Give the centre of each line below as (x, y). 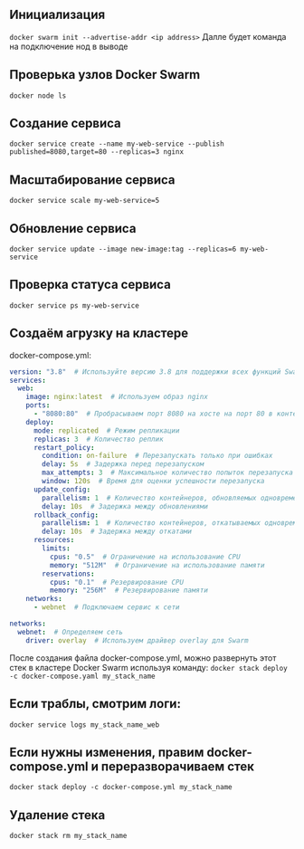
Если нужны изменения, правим (107, 752)
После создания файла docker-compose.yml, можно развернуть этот (143, 658)
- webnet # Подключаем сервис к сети (106, 607)
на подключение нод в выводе (69, 46)
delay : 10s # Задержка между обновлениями (125, 506)
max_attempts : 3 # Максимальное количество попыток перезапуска (168, 473)
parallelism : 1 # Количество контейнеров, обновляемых (149, 498)
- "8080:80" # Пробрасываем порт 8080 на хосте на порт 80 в (153, 414)
